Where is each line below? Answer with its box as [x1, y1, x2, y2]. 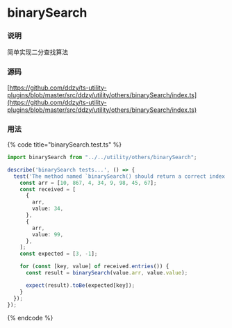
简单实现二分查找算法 [7, 48, 68, 56]
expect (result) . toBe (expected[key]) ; [25, 281, 135, 289]
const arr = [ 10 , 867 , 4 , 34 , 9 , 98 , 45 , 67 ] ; [19, 179, 157, 186]
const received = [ [19, 186, 76, 192]
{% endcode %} [7, 314, 53, 322]
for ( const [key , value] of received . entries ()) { [19, 263, 169, 270]
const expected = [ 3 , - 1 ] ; [19, 250, 98, 258]
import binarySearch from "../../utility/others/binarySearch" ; [7, 154, 197, 161]
